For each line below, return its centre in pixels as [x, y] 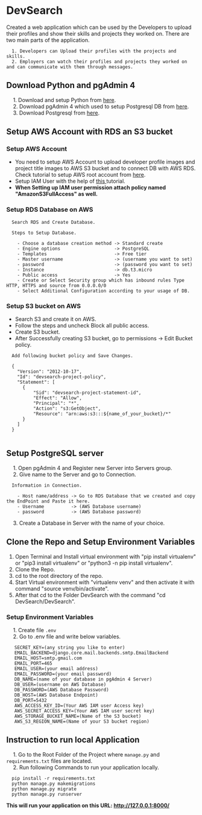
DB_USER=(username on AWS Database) [60, 684]
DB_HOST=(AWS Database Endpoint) [56, 695]
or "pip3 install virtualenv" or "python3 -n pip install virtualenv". [94, 563]
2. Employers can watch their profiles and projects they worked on [99, 62]
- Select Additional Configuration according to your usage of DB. [103, 291]
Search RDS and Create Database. [54, 222]
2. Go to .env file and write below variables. [67, 636]
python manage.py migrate [44, 789]
